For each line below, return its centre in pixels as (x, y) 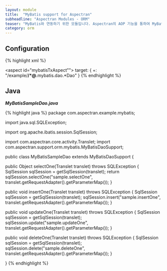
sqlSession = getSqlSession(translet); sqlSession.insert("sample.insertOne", (83, 197)
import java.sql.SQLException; (36, 122)
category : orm (20, 28)
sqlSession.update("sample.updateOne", (47, 223)
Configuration (27, 49)
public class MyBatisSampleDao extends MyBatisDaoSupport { (70, 156)
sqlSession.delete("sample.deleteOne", (45, 248)
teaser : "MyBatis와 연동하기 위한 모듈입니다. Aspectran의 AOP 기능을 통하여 (78, 24)
